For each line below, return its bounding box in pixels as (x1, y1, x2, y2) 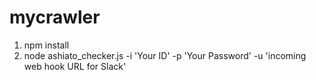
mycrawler (9, 6, 101, 29)
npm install (23, 39, 70, 51)
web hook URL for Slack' (23, 60, 127, 72)
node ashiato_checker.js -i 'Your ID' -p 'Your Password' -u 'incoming (23, 49, 307, 61)
